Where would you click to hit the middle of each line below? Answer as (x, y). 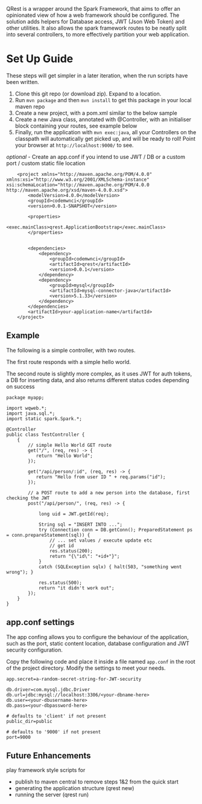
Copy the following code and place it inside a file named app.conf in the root (101, 661)
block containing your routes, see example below (76, 126)
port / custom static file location (46, 163)
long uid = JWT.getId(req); (74, 514)
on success (21, 386)
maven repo (30, 106)
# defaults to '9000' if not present (54, 732)
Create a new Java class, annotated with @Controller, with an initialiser (103, 119)
